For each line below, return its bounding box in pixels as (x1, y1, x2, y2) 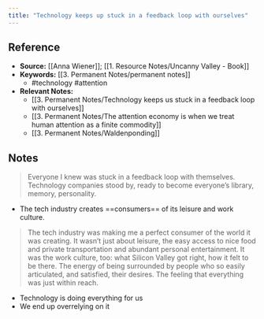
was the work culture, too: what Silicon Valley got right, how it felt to (27, 253, 249, 262)
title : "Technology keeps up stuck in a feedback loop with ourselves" (8, 11, 248, 20)
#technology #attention (31, 78, 108, 87)
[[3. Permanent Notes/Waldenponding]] (31, 128, 160, 138)
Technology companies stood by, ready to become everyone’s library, (27, 180, 255, 190)
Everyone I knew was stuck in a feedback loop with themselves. (27, 172, 236, 182)
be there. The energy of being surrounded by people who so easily (27, 262, 246, 271)
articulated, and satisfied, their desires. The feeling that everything (27, 269, 244, 280)
